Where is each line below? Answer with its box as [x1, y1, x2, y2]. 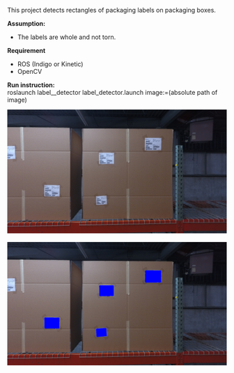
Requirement [7, 47, 46, 54]
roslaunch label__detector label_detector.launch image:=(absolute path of [7, 89, 218, 96]
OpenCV [17, 68, 42, 75]
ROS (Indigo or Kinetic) [17, 60, 84, 68]
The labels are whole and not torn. [17, 33, 116, 41]
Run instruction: [7, 81, 55, 89]
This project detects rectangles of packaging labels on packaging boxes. [7, 6, 216, 14]
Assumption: [7, 20, 46, 27]
